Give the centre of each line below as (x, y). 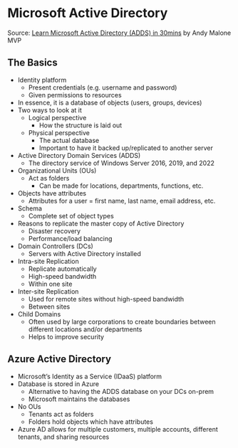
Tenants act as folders (61, 414)
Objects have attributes (52, 193)
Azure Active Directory (59, 359)
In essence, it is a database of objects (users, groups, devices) (110, 102)
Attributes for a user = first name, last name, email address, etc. (122, 201)
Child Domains (39, 314)
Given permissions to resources (75, 95)
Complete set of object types (71, 215)
